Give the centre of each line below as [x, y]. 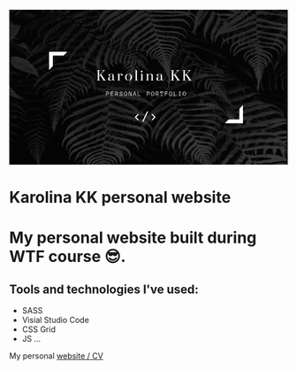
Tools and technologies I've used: [104, 289]
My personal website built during [133, 238]
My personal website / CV [56, 356]
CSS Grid [38, 329]
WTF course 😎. [68, 257]
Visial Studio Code [56, 320]
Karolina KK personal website [120, 198]
